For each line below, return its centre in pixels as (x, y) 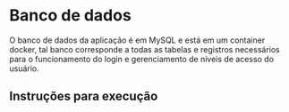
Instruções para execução (84, 96)
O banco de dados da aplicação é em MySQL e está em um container (137, 40)
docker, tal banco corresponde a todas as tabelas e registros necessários (144, 49)
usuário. (25, 68)
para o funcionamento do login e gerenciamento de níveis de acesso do (142, 59)
